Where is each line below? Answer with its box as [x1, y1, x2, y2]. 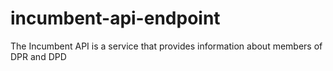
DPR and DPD [10, 50, 67, 62]
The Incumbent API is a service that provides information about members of [10, 40, 323, 52]
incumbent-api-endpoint [10, 7, 221, 30]
